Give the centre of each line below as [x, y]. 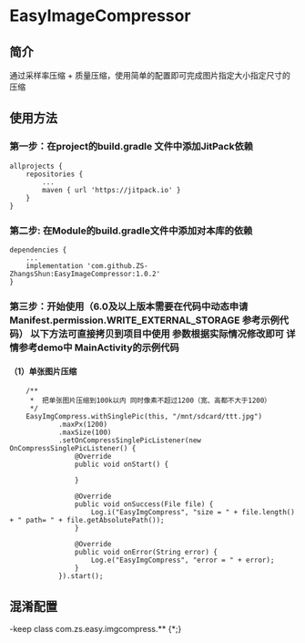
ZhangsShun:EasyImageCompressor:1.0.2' [85, 274]
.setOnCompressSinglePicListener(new [130, 441]
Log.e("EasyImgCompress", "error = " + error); [183, 560]
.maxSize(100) [85, 433]
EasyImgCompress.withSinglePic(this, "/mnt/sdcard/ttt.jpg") [144, 417]
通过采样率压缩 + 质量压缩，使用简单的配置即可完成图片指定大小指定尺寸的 [150, 75]
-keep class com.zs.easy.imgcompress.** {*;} [96, 628]
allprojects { [36, 166]
